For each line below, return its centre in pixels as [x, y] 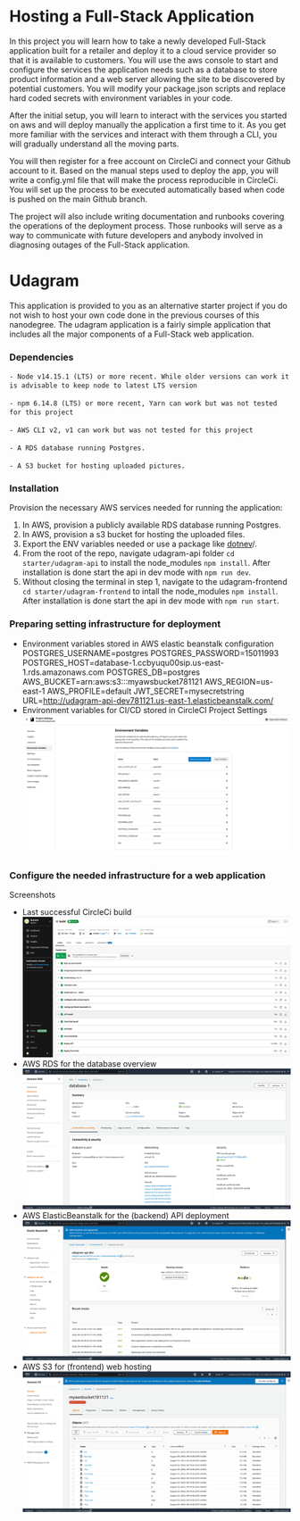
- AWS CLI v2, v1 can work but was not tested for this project [131, 430]
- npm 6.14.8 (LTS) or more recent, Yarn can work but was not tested [143, 403]
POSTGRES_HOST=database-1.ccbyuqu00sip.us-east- [123, 662]
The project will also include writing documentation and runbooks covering [147, 216]
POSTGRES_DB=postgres [154, 672]
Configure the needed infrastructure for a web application [137, 875]
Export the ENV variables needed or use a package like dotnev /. [139, 544]
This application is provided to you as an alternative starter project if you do [148, 305]
